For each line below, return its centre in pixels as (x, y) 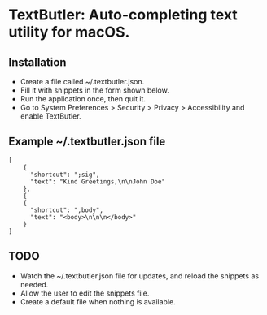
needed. (34, 284)
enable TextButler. (50, 116)
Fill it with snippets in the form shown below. (94, 90)
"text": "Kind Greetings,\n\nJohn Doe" (97, 181)
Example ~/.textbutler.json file (87, 142)
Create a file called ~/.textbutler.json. (82, 82)
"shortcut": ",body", (67, 210)
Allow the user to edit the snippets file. (85, 293)
